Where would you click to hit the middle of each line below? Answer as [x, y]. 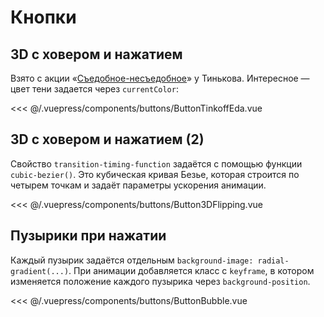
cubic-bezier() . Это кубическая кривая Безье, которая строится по [155, 174]
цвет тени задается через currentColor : [94, 89]
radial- [273, 261]
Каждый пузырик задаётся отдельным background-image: [132, 260]
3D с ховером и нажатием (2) [107, 139]
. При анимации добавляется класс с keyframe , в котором [191, 270]
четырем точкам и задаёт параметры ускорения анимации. [138, 185]
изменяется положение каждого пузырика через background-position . [160, 281]
